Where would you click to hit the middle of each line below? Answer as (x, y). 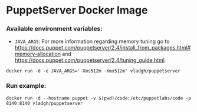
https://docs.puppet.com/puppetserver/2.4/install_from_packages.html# (103, 48)
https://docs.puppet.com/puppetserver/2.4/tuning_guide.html (90, 60)
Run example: (26, 86)
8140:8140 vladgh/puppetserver (45, 103)
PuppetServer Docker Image (77, 10)
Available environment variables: (55, 29)
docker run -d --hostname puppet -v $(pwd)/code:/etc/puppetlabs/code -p (99, 98)
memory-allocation (37, 54)
